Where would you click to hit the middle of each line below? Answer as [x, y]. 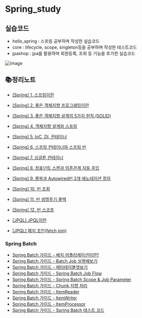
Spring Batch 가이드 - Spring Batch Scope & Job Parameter [72, 280]
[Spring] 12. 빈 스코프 [33, 209]
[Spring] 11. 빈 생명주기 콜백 [39, 199]
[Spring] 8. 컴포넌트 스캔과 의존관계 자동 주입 [56, 168]
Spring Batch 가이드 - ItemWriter [44, 298]
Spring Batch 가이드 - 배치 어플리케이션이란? [56, 255]
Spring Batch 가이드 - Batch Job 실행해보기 [55, 261]
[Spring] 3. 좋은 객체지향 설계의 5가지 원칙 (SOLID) [62, 116]
